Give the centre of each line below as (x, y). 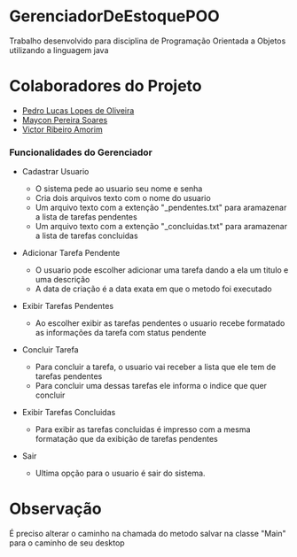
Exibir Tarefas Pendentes (67, 306)
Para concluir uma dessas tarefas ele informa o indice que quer (151, 386)
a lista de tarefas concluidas (87, 236)
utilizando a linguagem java (59, 50)
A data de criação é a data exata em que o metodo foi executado (153, 289)
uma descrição (63, 280)
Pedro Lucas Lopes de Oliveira (78, 110)
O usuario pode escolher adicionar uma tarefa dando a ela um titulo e (162, 270)
